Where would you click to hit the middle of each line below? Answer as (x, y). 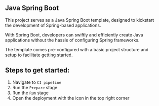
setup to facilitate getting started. (39, 55)
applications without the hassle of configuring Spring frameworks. (72, 40)
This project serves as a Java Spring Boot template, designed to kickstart (79, 20)
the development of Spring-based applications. (53, 25)
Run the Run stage (30, 93)
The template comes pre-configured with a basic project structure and (77, 49)
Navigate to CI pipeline (37, 82)
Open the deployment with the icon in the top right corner (71, 98)
